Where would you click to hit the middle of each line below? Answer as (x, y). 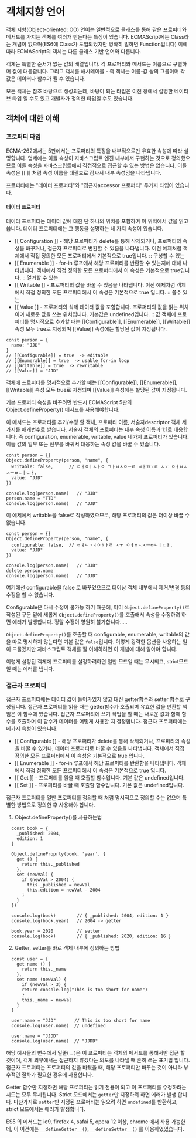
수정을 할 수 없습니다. (30, 595)
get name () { (34, 964)
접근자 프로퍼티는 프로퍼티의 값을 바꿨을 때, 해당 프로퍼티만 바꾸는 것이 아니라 (94, 1068)
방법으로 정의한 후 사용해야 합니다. (56, 805)
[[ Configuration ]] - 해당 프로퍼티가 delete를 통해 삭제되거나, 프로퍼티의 (98, 241)
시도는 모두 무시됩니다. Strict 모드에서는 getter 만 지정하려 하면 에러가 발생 (91, 1095)
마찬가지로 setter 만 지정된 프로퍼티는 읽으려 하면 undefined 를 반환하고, (96, 1102)
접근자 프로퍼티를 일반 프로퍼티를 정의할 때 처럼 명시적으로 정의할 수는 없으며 (94, 798)
